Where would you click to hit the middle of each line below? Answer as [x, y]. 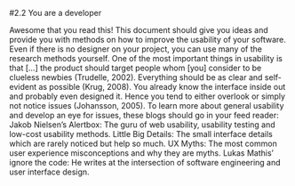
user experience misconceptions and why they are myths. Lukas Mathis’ [141, 153]
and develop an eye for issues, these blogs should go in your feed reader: [144, 115]
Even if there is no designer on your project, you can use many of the [136, 49]
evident [23, 87]
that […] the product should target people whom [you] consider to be [136, 68]
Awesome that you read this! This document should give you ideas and [139, 30]
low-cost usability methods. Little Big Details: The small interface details [141, 134]
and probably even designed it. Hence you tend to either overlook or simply [147, 96]
